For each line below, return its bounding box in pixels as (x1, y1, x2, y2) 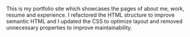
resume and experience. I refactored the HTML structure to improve (6, 11, 175, 18)
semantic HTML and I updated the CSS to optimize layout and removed (6, 18, 183, 24)
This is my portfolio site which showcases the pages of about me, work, (6, 5, 185, 12)
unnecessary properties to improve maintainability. (6, 24, 133, 31)
